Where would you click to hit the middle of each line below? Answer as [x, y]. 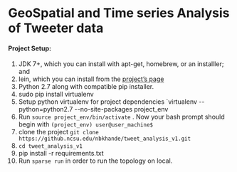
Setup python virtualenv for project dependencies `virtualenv [108, 102]
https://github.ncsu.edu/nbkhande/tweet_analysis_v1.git [105, 139]
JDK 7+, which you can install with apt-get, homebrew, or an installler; [121, 64]
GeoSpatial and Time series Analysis [119, 13]
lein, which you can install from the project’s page [91, 79]
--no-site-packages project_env [121, 109]
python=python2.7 [46, 109]
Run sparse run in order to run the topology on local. [95, 161]
